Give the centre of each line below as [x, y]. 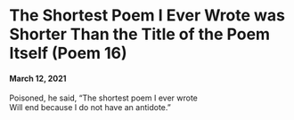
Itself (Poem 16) [68, 53]
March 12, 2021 [38, 78]
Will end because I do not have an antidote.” [90, 108]
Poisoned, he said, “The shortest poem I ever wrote [103, 98]
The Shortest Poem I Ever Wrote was [147, 16]
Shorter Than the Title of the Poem [139, 34]
